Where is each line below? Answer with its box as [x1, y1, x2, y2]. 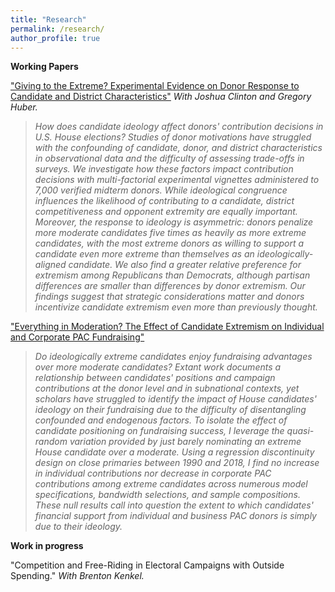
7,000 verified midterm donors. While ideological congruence [34, 184, 288, 196]
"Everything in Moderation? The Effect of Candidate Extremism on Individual [10, 321, 325, 333]
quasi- [286, 425, 315, 437]
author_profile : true [10, 33, 101, 43]
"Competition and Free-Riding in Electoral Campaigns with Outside [10, 559, 285, 571]
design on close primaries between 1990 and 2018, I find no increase [34, 457, 320, 469]
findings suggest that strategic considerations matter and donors [34, 291, 305, 303]
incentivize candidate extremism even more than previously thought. [34, 301, 318, 313]
